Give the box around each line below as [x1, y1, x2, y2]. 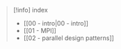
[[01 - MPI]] [23, 27, 57, 35]
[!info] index [13, 6, 48, 14]
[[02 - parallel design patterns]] [23, 34, 114, 42]
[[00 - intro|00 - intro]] [23, 19, 88, 27]
